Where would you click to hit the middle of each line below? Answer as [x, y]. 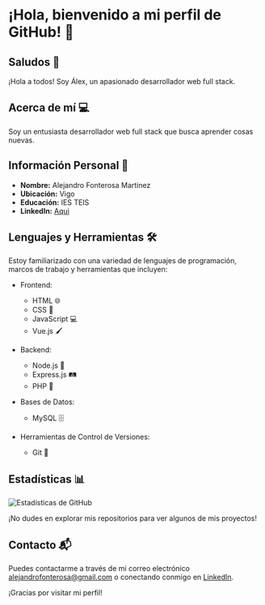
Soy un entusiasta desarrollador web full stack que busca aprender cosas [131, 131]
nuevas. [21, 140]
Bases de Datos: [47, 402]
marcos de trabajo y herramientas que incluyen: [88, 270]
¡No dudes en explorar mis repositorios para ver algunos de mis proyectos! [132, 518]
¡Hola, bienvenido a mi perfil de [115, 15]
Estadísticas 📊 [47, 479]
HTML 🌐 [46, 300]
